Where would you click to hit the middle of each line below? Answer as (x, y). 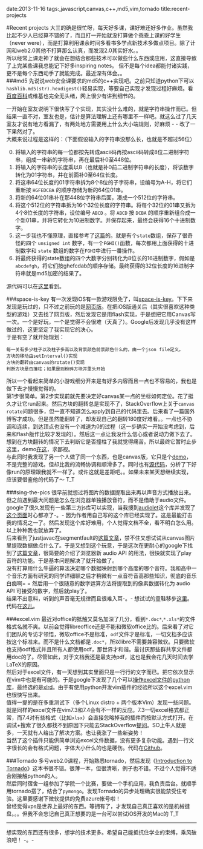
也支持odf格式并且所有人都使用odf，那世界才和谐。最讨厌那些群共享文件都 (99, 649)
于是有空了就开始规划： (35, 337)
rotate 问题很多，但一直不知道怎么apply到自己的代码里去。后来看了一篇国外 (101, 411)
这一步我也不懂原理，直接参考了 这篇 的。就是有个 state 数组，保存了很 (101, 235)
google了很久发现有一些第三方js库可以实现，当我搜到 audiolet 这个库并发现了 (101, 508)
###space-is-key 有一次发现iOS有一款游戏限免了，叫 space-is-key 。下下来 (100, 299)
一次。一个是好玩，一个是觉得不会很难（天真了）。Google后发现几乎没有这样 (101, 322)
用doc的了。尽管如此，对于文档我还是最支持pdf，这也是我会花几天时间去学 (100, 657)
